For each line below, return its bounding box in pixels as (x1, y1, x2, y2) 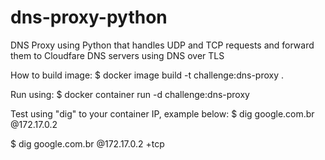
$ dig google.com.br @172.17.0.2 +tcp (10, 137, 165, 150)
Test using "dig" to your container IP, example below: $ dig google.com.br (10, 107, 315, 120)
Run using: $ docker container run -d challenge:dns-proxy (10, 88, 250, 100)
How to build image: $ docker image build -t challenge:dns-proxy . (10, 69, 284, 81)
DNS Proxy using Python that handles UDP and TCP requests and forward (10, 39, 315, 51)
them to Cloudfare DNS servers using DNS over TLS (10, 49, 225, 61)
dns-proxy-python (10, 6, 168, 29)
